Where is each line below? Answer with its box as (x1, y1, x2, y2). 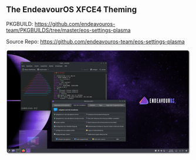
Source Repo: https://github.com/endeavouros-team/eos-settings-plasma (6, 38, 185, 45)
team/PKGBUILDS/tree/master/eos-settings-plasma (6, 26, 131, 34)
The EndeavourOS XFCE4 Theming (6, 5, 137, 15)
